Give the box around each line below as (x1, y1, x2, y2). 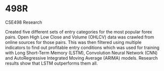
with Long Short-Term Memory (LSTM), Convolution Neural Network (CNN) (5, 50, 158, 56)
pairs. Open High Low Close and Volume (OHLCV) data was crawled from (5, 34, 154, 40)
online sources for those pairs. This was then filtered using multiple (5, 39, 142, 45)
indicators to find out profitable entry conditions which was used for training (5, 44, 160, 50)
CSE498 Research (5, 19, 42, 25)
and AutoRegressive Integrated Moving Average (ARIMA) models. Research (5, 55, 158, 61)
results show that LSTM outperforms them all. (5, 60, 98, 66)
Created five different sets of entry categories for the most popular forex (5, 29, 153, 35)
